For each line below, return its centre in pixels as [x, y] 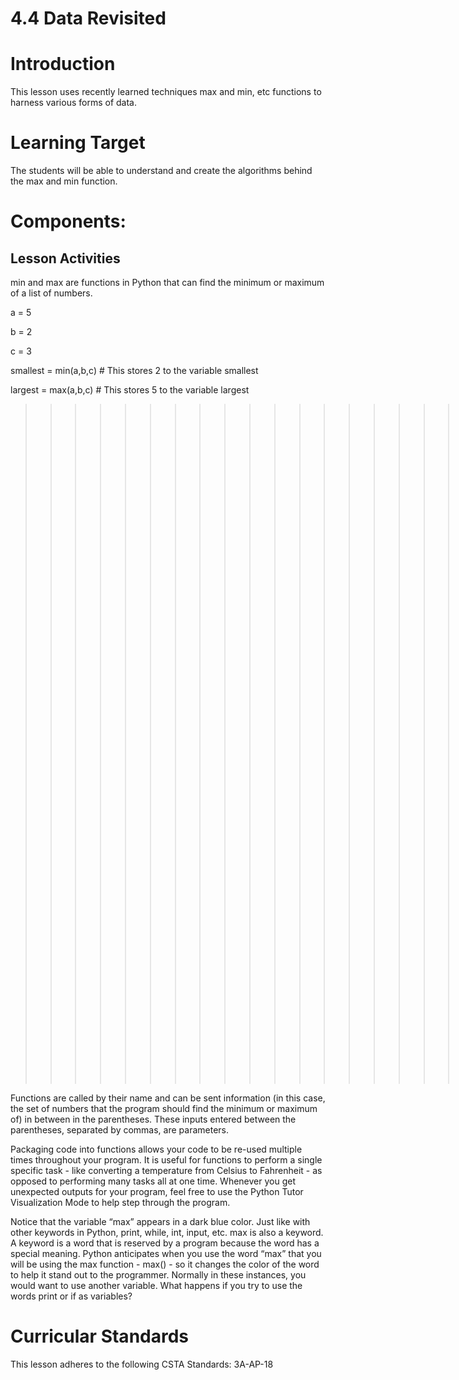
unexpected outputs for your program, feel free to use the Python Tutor [157, 1192]
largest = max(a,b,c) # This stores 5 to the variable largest [130, 390]
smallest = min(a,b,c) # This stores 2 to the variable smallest [134, 371]
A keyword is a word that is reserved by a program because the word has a [165, 1243]
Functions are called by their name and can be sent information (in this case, [168, 1098]
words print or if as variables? [71, 1296]
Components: [68, 221]
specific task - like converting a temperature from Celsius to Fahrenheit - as [166, 1171]
